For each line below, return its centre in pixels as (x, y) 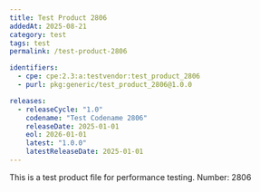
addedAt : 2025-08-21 (48, 26)
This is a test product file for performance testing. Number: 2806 (130, 177)
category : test (38, 34)
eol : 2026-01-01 (57, 135)
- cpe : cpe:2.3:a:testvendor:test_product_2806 (109, 77)
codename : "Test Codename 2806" (87, 118)
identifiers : (34, 68)
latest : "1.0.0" (57, 143)
